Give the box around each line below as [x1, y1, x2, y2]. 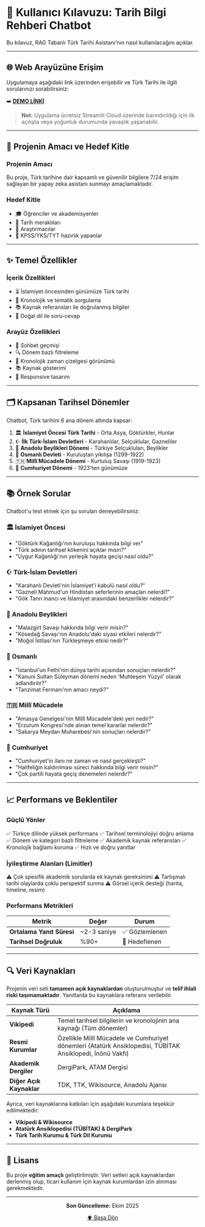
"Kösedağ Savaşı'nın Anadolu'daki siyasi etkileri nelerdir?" [15, 630, 162, 638]
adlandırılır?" [15, 679, 48, 687]
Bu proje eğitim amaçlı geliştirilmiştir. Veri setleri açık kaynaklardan [6, 1171, 175, 1179]
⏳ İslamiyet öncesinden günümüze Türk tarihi [15, 288, 129, 295]
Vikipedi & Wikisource [15, 1119, 73, 1126]
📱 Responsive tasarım [15, 373, 70, 380]
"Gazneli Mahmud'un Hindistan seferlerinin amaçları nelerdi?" [15, 588, 171, 595]
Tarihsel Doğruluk [9, 937, 63, 946]
